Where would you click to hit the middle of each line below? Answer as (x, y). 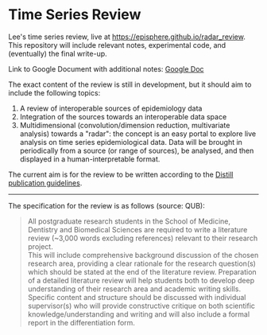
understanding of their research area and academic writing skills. (134, 289)
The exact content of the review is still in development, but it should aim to (130, 84)
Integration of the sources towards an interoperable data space (123, 116)
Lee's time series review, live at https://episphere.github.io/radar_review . (127, 37)
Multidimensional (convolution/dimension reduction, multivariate (125, 125)
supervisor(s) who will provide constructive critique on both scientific (141, 306)
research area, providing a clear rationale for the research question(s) (142, 263)
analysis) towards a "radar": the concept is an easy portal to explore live (138, 134)
